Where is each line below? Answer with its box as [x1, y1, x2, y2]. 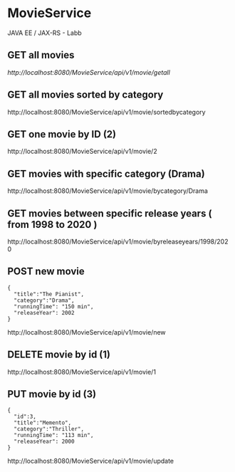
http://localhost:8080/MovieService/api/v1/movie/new [7, 327, 166, 336]
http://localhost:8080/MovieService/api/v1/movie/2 [7, 147, 158, 156]
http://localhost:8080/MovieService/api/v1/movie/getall [7, 68, 171, 76]
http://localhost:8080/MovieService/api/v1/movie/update [7, 457, 174, 466]
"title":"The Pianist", [14, 290, 84, 298]
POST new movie [7, 266, 85, 278]
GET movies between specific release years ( [7, 207, 212, 219]
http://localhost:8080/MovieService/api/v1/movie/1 [7, 367, 157, 376]
